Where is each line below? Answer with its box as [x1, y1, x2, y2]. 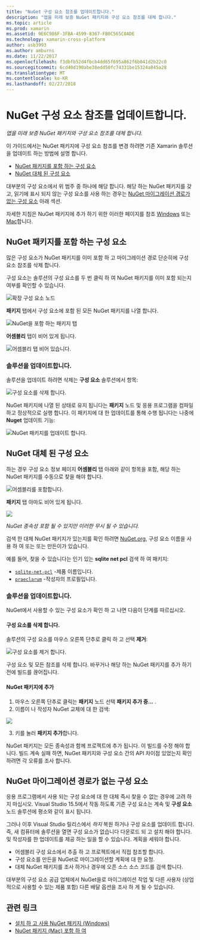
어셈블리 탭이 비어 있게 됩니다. [6, 332, 76, 340]
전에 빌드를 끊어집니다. [6, 669, 59, 676]
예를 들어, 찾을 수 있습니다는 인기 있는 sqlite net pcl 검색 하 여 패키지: [6, 555, 169, 562]
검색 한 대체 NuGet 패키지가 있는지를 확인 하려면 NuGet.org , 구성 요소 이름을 [6, 535, 186, 542]
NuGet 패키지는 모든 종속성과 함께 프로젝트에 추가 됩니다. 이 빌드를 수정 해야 [6, 742, 184, 749]
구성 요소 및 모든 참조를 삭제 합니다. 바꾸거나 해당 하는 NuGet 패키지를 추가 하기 [6, 661, 192, 669]
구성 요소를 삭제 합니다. [6, 621, 60, 628]
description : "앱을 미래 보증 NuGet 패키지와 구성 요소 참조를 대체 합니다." [6, 14, 177, 20]
